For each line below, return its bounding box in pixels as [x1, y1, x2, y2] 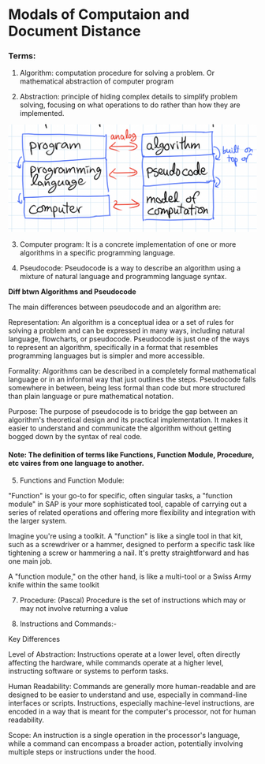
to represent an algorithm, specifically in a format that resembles [8, 343, 218, 352]
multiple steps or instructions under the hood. [8, 747, 156, 757]
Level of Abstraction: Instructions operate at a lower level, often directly [8, 650, 241, 659]
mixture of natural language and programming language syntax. [19, 272, 227, 281]
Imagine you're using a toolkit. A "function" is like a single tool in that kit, [8, 531, 243, 541]
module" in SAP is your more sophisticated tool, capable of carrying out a [8, 499, 247, 509]
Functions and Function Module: [19, 475, 125, 486]
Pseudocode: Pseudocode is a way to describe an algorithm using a [19, 263, 241, 273]
